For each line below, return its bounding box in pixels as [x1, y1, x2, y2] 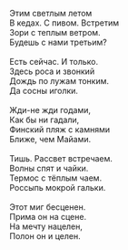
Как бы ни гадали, [9, 114, 80, 125]
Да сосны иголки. [9, 86, 79, 96]
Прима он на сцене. [9, 212, 87, 222]
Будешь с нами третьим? [9, 36, 107, 47]
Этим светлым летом [9, 8, 93, 18]
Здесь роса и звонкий [9, 66, 95, 77]
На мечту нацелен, [9, 221, 84, 232]
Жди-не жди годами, [9, 105, 92, 115]
